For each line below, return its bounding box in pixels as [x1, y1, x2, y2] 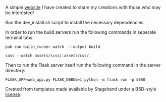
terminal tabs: [5, 35, 34, 40]
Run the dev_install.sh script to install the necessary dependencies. [5, 20, 145, 25]
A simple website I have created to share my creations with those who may [5, 5, 161, 10]
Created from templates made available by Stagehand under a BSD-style [5, 86, 156, 92]
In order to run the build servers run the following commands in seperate [5, 29, 156, 35]
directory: [5, 68, 26, 73]
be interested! [5, 10, 34, 16]
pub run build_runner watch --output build [5, 44, 100, 49]
